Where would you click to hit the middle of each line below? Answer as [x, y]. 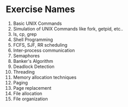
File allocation [28, 93]
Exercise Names [40, 9]
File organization [30, 99]
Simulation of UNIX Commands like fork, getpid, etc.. [68, 28]
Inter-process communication [44, 50]
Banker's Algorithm [33, 61]
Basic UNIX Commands [37, 23]
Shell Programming [33, 40]
